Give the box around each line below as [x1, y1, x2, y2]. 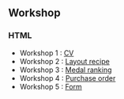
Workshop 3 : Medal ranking [19, 65, 112, 74]
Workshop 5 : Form [19, 82, 83, 91]
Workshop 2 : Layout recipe [19, 56, 111, 66]
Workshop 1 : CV [19, 48, 74, 58]
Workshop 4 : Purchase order [19, 73, 116, 82]
